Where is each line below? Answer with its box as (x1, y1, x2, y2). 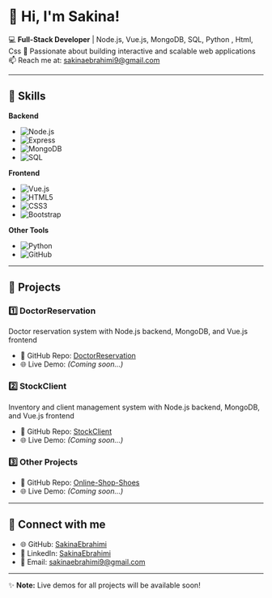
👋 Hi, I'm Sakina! (8, 7, 120, 26)
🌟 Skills (8, 89, 46, 104)
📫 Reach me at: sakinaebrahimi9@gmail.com (8, 55, 160, 65)
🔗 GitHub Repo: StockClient (19, 426, 112, 436)
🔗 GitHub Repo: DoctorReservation (19, 351, 136, 361)
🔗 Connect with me (8, 518, 106, 532)
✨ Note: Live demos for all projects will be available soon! (8, 580, 201, 590)
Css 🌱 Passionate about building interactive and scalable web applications (8, 46, 257, 56)
